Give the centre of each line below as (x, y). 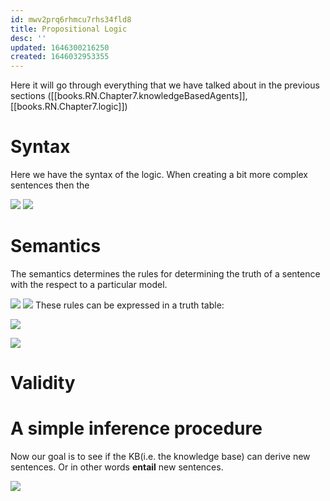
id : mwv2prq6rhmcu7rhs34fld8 (71, 19)
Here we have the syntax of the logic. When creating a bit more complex (159, 175)
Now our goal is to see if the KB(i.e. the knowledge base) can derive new (160, 457)
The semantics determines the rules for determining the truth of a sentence (165, 274)
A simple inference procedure (136, 428)
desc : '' (28, 38)
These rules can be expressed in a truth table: (129, 305)
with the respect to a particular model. (89, 284)
